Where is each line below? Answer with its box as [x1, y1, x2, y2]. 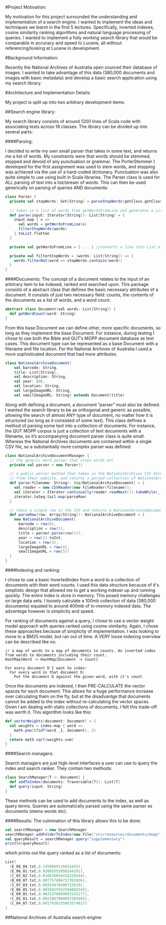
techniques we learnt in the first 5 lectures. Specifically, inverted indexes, [5, 24, 155, 30]
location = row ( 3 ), [18, 540, 58, 545]
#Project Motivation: [5, 4, 46, 10]
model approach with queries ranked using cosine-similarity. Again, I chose [5, 623, 159, 629]
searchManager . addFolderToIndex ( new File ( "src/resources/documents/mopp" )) [5, 832, 165, 837]
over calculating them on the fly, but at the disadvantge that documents [5, 693, 151, 699]
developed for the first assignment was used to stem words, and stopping [5, 164, 156, 169]
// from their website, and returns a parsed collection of [9, 476, 136, 481]
